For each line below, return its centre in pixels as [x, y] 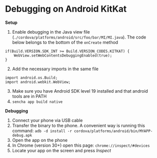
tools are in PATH [29, 96]
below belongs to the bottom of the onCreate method [65, 42]
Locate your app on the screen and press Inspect [61, 150]
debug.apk [22, 135]
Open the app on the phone [40, 140]
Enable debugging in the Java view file [51, 32]
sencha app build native [37, 102]
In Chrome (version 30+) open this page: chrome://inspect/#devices [81, 145]
